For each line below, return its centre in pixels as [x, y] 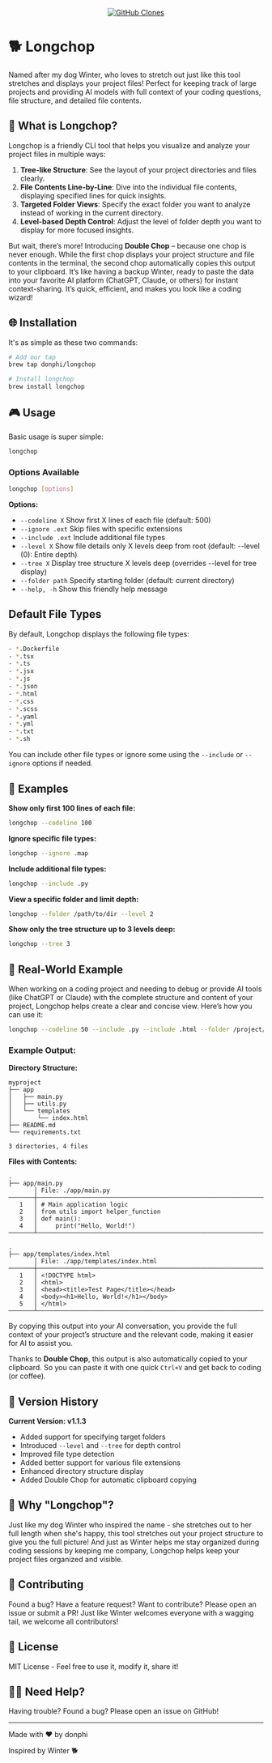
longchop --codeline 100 [50, 823]
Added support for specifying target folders [93, 1437]
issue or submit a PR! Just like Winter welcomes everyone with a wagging [131, 1612]
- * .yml [21, 724]
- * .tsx [21, 656]
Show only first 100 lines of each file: [72, 808]
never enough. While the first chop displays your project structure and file [132, 254]
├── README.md [32, 1126]
